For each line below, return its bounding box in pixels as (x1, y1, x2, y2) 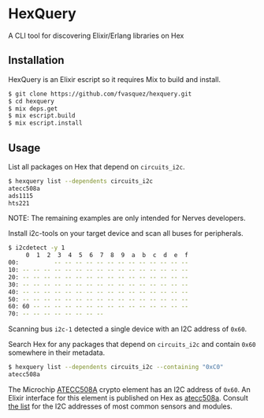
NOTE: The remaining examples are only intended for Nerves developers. (8, 214, 246, 223)
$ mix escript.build (8, 112, 76, 120)
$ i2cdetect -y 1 (8, 244, 65, 252)
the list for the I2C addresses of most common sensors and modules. (8, 401, 232, 411)
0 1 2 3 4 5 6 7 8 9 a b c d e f (25, 252, 189, 259)
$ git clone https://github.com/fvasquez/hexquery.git (8, 90, 192, 98)
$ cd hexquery (8, 97, 55, 105)
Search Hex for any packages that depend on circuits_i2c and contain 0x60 (8, 340, 256, 349)
